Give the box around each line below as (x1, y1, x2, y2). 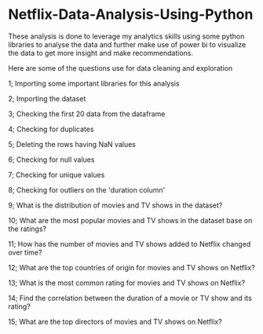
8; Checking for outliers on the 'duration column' (8, 185, 166, 194)
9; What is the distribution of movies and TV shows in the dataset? (8, 200, 223, 210)
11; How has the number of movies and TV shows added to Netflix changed (8, 239, 251, 248)
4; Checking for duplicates (8, 124, 94, 134)
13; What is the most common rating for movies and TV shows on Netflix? (8, 277, 246, 288)
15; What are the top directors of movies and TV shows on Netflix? (8, 317, 222, 326)
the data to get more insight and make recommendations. (8, 48, 194, 57)
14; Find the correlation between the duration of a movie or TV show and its (8, 293, 253, 303)
